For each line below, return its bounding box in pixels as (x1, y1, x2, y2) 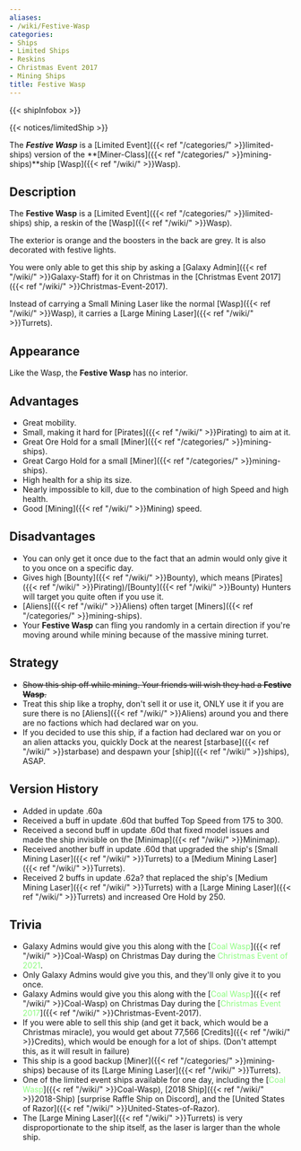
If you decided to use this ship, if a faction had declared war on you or (21, 726, 282, 737)
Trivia (9, 917, 42, 932)
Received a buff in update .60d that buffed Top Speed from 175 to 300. (21, 814, 284, 826)
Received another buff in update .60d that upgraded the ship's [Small (21, 843, 279, 854)
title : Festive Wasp (9, 80, 87, 89)
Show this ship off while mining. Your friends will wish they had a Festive (21, 679, 292, 690)
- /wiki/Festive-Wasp (9, 22, 90, 31)
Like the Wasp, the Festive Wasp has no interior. (9, 367, 188, 378)
